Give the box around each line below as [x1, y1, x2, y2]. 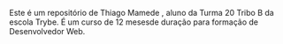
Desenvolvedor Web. [9, 26, 86, 36]
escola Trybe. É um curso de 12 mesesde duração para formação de [9, 17, 259, 27]
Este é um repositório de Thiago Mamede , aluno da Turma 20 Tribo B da [9, 8, 274, 18]
